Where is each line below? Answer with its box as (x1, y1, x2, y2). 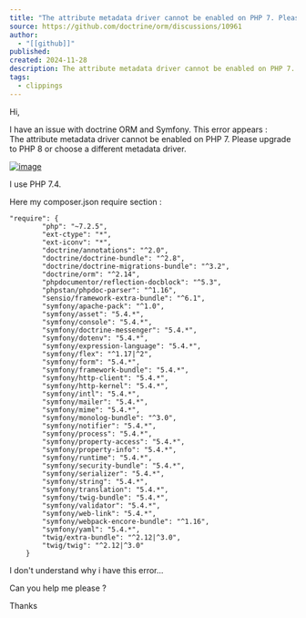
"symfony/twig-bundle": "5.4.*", (42, 493, 169, 502)
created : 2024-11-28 (9, 56, 88, 65)
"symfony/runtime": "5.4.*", (42, 453, 153, 462)
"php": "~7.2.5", (42, 221, 107, 231)
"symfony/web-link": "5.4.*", (42, 509, 157, 518)
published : (9, 47, 51, 57)
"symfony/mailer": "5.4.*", (42, 397, 148, 407)
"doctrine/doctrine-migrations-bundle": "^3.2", (42, 262, 230, 271)
